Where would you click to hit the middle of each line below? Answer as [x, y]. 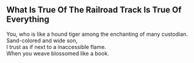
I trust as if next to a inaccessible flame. [56, 47]
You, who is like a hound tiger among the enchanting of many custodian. [97, 34]
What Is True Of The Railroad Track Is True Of [94, 10]
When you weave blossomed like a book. [58, 53]
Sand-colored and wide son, [42, 40]
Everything [28, 20]
